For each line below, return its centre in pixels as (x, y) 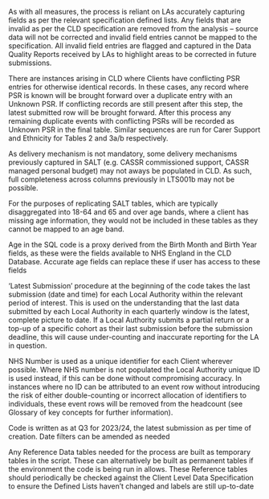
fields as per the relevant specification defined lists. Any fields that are (125, 20)
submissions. (30, 63)
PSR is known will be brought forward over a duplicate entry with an (120, 95)
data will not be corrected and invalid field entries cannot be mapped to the (133, 37)
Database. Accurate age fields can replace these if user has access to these (134, 262)
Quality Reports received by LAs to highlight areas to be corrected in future (132, 54)
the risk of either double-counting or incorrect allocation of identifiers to (128, 395)
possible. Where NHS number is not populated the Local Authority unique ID (134, 370)
